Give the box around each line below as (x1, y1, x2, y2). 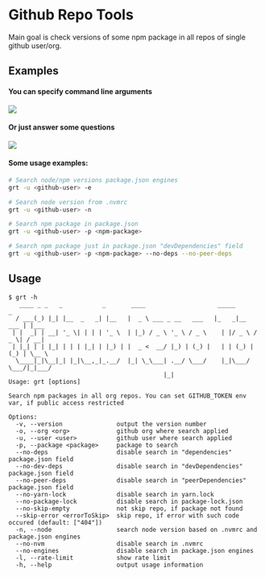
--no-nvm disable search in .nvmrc (15, 539, 204, 548)
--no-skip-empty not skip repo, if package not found (15, 505, 243, 513)
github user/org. (8, 40, 62, 50)
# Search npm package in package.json (8, 220, 139, 229)
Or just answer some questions (8, 122, 115, 132)
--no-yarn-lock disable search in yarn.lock (15, 490, 215, 498)
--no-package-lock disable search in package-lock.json (15, 497, 243, 505)
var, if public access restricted (8, 398, 125, 407)
